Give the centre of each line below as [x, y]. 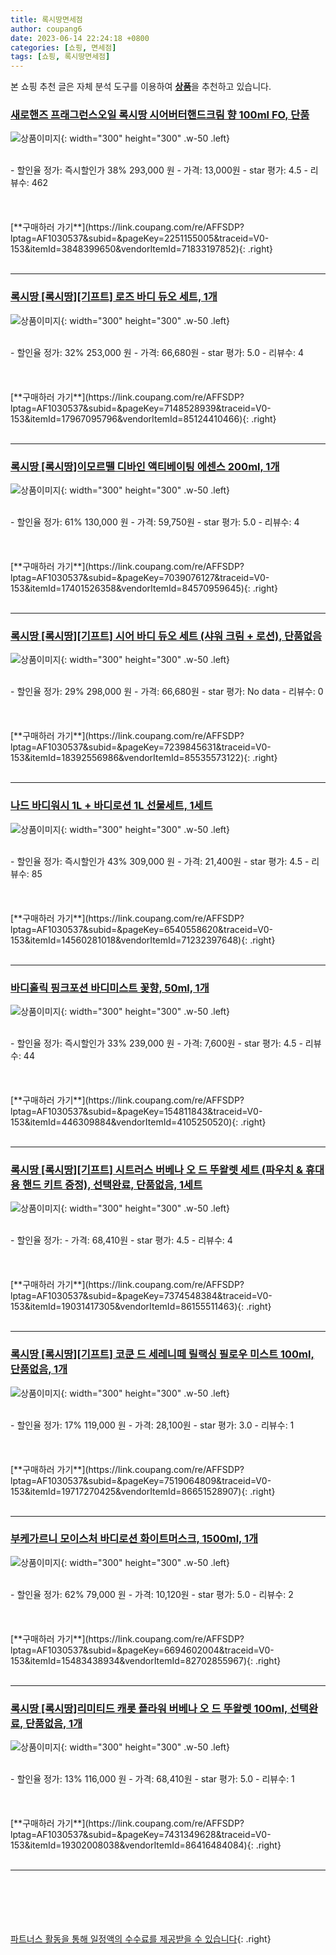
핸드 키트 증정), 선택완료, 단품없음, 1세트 [112, 1184]
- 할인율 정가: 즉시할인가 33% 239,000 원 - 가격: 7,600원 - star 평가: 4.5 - [156, 1043]
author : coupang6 [46, 29]
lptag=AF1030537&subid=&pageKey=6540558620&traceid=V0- [142, 929]
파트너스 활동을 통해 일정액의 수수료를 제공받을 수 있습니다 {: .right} [141, 1939]
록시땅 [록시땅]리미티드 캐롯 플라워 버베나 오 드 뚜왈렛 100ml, [149, 1708]
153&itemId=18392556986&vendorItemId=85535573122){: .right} [144, 758]
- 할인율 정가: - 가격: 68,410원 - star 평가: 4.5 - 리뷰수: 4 [121, 1240]
